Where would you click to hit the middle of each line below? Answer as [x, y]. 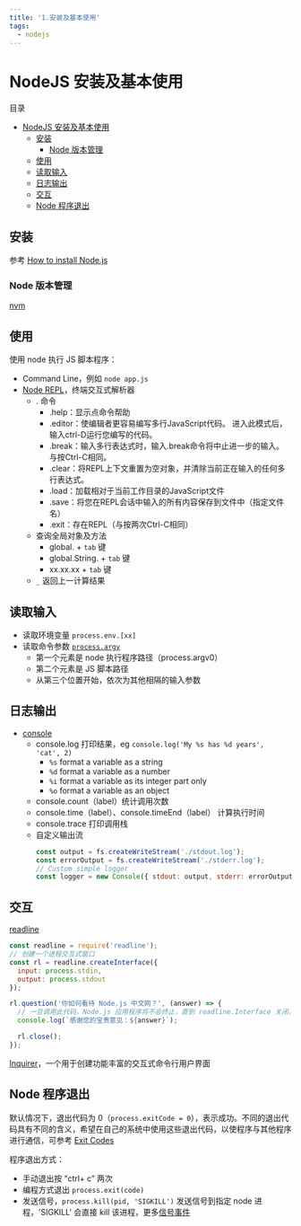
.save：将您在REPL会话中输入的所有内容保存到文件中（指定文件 [167, 502]
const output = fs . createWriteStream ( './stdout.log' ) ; [140, 851]
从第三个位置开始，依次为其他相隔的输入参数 [118, 680]
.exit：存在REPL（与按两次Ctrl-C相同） [121, 525]
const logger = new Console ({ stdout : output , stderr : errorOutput [164, 877]
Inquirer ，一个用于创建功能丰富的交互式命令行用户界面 [110, 1063]
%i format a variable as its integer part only [128, 781]
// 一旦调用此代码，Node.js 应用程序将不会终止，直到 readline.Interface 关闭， [156, 1012]
